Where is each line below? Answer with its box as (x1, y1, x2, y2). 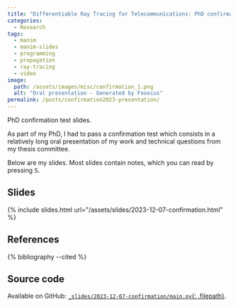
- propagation (13, 57, 55, 64)
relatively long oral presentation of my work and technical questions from (7, 137, 221, 146)
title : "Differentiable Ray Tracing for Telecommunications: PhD (7, 10, 204, 18)
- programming (13, 50, 55, 58)
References (7, 234, 59, 246)
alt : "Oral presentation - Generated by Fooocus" (13, 90, 163, 97)
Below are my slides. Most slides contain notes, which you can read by (7, 158, 214, 167)
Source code (7, 273, 65, 285)
